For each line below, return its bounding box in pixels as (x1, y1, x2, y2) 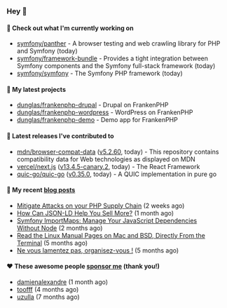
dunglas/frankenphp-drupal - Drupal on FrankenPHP (16, 101, 169, 109)
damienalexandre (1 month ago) (16, 277, 109, 286)
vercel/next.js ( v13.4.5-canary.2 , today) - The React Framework (16, 162, 200, 170)
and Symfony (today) (16, 47, 78, 55)
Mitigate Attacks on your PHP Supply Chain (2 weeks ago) (16, 201, 185, 210)
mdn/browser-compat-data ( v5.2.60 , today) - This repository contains (16, 147, 219, 156)
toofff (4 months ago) (16, 285, 79, 293)
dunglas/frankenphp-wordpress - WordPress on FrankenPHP (16, 108, 193, 116)
